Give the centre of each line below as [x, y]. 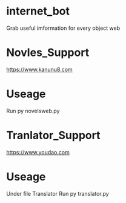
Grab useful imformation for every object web [63, 28]
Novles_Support [48, 53]
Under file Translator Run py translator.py [58, 193]
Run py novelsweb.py [33, 111]
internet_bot [38, 11]
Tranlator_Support [53, 136]
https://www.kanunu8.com [39, 69]
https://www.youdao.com [38, 152]
